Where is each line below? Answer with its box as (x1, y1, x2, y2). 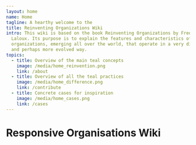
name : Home (6, 14, 33, 20)
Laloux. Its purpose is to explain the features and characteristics (11, 36, 184, 42)
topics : (6, 52, 25, 58)
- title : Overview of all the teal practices (11, 74, 124, 80)
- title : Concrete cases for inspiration (11, 90, 114, 96)
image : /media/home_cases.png (16, 95, 90, 101)
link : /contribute (16, 85, 61, 91)
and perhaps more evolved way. (11, 47, 87, 53)
